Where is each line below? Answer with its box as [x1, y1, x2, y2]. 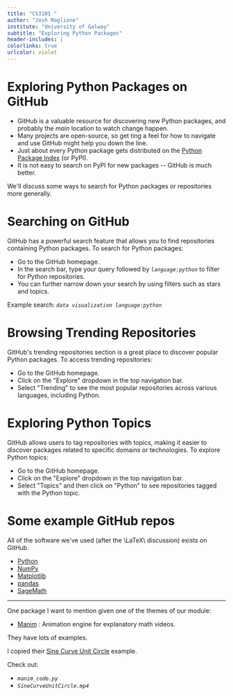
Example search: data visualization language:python [7, 300, 162, 309]
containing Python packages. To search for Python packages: [7, 244, 184, 252]
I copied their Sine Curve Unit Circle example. [7, 647, 137, 655]
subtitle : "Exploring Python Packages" [7, 29, 123, 37]
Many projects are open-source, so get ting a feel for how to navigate [17, 131, 216, 140]
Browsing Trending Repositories [7, 325, 196, 341]
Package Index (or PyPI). [17, 154, 89, 162]
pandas [17, 578, 40, 588]
